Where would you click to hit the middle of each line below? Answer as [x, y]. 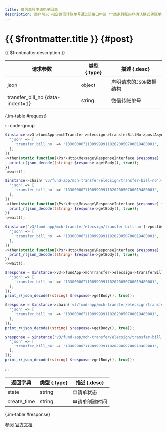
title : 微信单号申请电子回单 [32, 10]
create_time [21, 401]
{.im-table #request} [26, 116]
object [88, 85]
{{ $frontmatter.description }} [35, 53]
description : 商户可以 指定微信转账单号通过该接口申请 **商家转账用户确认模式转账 [82, 14]
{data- [52, 97]
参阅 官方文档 [19, 424]
